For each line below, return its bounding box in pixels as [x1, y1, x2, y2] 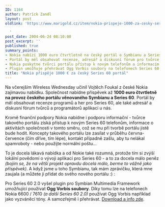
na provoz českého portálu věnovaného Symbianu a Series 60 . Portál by [5, 95, 155, 101]
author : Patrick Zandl [5, 12, 52, 17]
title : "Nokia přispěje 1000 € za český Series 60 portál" [5, 71, 129, 76]
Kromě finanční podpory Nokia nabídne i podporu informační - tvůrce [5, 115, 146, 120]
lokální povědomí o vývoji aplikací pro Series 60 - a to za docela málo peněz [5, 155, 159, 161]
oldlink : [5, 21, 23, 26]
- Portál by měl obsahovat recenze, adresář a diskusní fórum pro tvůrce [5, 57, 160, 62]
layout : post [5, 16, 32, 21]
